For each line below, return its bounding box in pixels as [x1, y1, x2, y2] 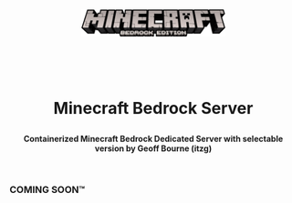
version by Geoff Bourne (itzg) [94, 143, 213, 154]
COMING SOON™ [9, 183, 86, 196]
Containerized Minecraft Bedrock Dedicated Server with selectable [23, 133, 284, 144]
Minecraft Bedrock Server [53, 97, 254, 118]
